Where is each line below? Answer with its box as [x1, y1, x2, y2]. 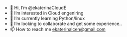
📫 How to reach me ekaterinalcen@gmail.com [9, 26, 106, 32]
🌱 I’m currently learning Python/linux [9, 15, 85, 21]
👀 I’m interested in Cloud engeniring [9, 10, 84, 16]
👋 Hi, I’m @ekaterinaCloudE [9, 5, 67, 10]
